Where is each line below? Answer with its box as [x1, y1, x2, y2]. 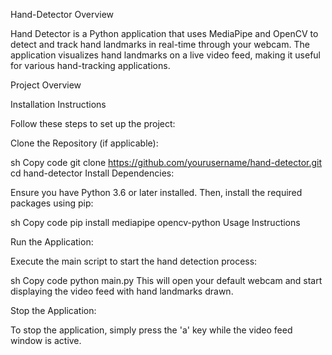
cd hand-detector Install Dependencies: [10, 167, 175, 179]
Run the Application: [10, 236, 94, 248]
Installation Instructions [10, 99, 107, 110]
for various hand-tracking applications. [10, 60, 171, 71]
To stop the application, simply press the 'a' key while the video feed [10, 324, 293, 336]
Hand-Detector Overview [10, 9, 115, 20]
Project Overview [10, 79, 82, 91]
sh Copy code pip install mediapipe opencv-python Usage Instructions [10, 217, 301, 228]
